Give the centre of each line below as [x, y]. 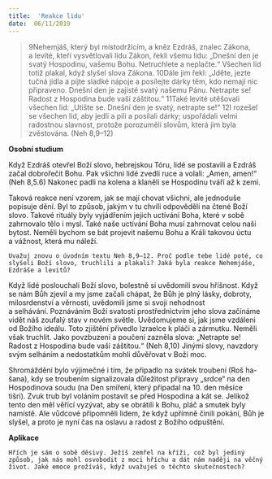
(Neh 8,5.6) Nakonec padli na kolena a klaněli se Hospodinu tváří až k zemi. [135, 182]
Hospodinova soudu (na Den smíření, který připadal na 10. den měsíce [126, 387]
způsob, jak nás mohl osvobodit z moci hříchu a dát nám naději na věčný [136, 459]
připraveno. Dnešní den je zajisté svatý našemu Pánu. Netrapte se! [140, 89]
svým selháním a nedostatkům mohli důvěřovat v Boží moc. [108, 354]
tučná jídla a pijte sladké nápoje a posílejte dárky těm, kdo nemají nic [143, 81]
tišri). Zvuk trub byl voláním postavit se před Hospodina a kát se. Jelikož [129, 396]
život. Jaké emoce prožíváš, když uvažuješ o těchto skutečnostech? [127, 467]
